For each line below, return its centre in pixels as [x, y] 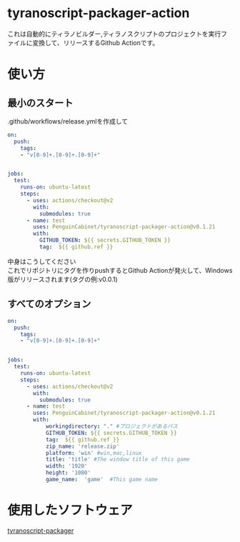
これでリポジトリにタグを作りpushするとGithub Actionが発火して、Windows [120, 270]
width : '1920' [66, 466]
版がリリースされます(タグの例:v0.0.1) [62, 279]
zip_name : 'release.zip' [82, 446]
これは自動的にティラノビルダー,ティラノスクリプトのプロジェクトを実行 [114, 34]
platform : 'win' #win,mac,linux [94, 453]
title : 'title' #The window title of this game [118, 460]
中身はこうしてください [42, 261]
